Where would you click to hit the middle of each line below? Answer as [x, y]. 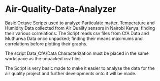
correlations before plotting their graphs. [46, 43]
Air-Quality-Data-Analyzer [61, 9]
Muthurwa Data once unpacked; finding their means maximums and [74, 39]
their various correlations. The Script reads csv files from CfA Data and [77, 33]
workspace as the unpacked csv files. [44, 58]
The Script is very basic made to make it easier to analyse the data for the [80, 68]
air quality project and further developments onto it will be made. [71, 73]
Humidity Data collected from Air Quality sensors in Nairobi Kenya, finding [80, 28]
